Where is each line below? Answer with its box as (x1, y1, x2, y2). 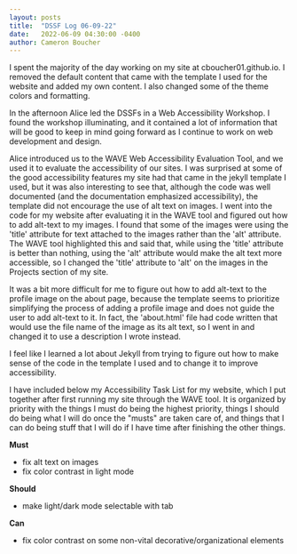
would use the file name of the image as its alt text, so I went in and (9, 322, 255, 333)
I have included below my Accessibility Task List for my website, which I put (9, 384, 286, 396)
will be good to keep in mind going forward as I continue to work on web (9, 126, 273, 138)
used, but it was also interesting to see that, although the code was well (9, 181, 271, 192)
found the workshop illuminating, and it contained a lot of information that (9, 117, 277, 128)
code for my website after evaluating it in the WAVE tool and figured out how (9, 210, 288, 221)
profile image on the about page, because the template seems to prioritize (9, 293, 280, 304)
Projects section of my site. (9, 267, 109, 277)
